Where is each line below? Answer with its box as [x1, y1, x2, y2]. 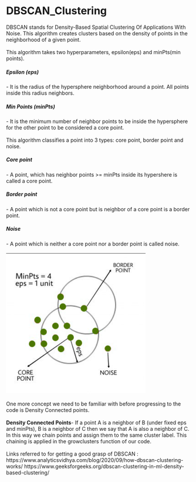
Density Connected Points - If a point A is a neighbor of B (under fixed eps [6, 419, 187, 426]
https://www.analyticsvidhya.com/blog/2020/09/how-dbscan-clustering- [6, 456, 184, 463]
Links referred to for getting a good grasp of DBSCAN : [6, 450, 139, 457]
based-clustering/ [6, 469, 50, 476]
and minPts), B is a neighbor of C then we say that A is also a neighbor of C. [6, 425, 190, 432]
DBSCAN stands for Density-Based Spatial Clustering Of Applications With [6, 24, 186, 31]
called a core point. [6, 177, 53, 184]
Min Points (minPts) [6, 103, 56, 110]
